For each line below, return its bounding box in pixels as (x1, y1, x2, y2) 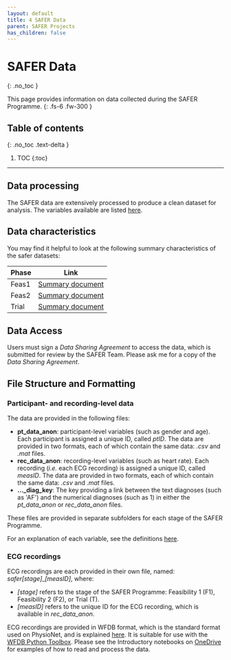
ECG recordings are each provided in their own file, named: (7, 567, 175, 575)
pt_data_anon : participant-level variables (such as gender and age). (16, 427, 211, 436)
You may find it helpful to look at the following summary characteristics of (7, 244, 217, 252)
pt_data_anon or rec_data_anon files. (16, 500, 123, 509)
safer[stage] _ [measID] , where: (7, 575, 94, 583)
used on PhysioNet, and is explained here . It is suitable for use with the (7, 630, 208, 639)
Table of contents (7, 122, 84, 134)
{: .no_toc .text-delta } (7, 140, 69, 149)
